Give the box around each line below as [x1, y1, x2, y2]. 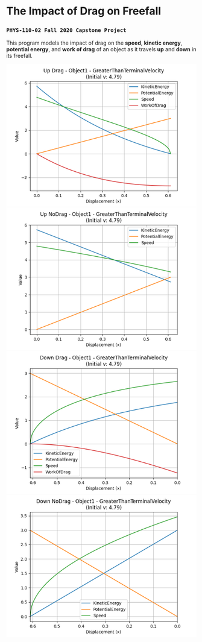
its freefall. [6, 52, 33, 60]
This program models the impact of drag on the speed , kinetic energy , [6, 39, 183, 46]
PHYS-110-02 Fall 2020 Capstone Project [6, 27, 127, 34]
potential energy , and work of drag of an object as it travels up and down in [6, 46, 197, 53]
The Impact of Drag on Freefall [6, 4, 162, 18]
